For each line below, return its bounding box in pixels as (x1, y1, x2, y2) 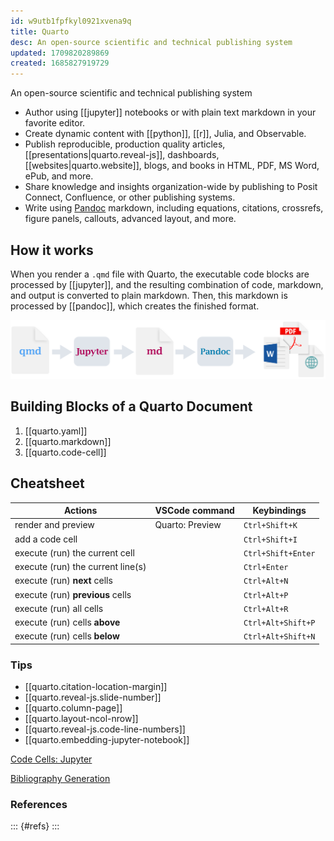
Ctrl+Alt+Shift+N (243, 632, 316, 642)
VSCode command (154, 505, 235, 517)
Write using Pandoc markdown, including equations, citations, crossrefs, (24, 202, 324, 214)
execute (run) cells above (14, 616, 121, 629)
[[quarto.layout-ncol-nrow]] (24, 713, 139, 725)
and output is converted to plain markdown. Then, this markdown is (10, 289, 288, 301)
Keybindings (252, 505, 307, 517)
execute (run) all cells (14, 602, 104, 614)
